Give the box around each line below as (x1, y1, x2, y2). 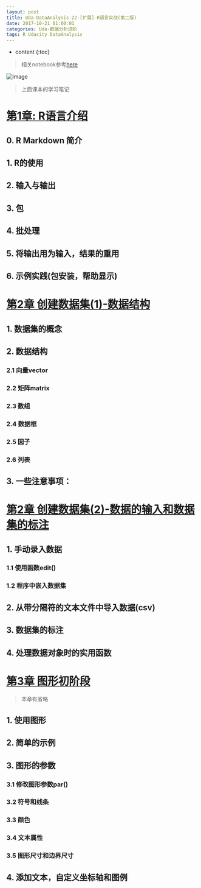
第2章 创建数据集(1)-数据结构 (6, 298, 151, 311)
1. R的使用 (6, 158, 44, 168)
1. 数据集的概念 (6, 323, 63, 334)
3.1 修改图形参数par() (6, 780, 69, 789)
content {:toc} (15, 48, 50, 55)
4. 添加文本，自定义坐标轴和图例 (6, 872, 128, 883)
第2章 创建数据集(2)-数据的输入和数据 (6, 503, 196, 516)
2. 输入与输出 (6, 180, 56, 191)
